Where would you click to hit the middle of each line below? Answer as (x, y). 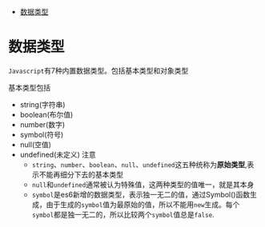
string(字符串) (42, 104)
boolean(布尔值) (46, 114)
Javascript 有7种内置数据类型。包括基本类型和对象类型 (98, 70)
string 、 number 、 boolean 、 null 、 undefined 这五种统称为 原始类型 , (139, 164)
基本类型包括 (29, 87)
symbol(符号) (42, 134)
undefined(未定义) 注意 (58, 154)
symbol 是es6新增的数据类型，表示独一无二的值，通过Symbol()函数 (141, 194)
